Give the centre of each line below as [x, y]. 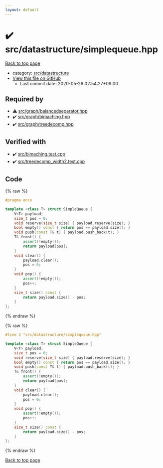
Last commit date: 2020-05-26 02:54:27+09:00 [69, 83]
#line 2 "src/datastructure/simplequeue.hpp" [53, 335]
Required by [24, 99]
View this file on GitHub [37, 78]
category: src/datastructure [41, 73]
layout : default [22, 10]
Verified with [26, 142]
